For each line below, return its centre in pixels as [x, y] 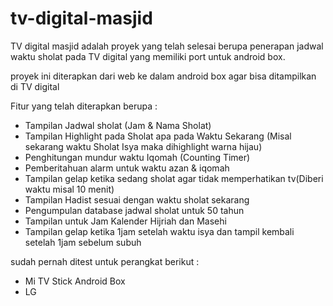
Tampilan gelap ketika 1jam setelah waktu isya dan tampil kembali [159, 231]
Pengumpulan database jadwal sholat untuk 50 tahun [134, 210]
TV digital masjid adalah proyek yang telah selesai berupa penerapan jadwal [167, 46]
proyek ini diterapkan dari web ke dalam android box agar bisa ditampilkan [163, 76]
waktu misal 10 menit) [69, 189]
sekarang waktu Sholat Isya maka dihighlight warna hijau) [143, 146]
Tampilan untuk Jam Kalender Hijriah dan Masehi [125, 221]
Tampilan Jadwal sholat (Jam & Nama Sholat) [118, 125]
